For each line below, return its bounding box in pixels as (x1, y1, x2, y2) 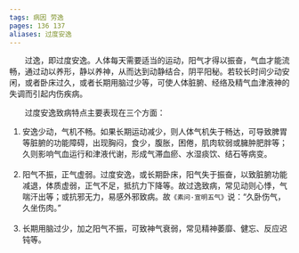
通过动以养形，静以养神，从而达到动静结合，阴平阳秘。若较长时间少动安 (24, 66, 290, 77)
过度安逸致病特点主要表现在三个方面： (25, 108, 166, 118)
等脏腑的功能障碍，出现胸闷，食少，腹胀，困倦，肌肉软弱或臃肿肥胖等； (21, 137, 287, 148)
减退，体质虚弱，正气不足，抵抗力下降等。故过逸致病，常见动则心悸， (21, 180, 280, 192)
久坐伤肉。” (21, 202, 61, 214)
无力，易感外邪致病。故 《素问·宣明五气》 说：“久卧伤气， (84, 192, 287, 202)
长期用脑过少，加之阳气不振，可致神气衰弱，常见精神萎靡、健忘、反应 (21, 224, 280, 234)
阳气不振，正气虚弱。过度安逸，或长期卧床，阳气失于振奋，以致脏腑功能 (21, 169, 287, 180)
